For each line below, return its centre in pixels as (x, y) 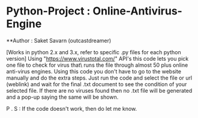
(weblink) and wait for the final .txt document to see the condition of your (97, 84)
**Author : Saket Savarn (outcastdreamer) (59, 40)
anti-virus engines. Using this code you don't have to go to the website (94, 71)
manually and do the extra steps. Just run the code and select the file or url (99, 78)
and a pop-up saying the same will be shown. (62, 97)
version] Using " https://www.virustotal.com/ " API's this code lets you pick (97, 58)
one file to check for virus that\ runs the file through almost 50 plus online (97, 65)
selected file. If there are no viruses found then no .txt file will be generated (99, 90)
